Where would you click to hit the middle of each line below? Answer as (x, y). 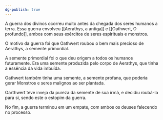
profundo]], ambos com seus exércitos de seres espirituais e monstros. (77, 34)
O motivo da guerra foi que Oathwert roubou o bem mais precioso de (74, 43)
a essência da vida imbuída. (33, 68)
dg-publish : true (23, 10)
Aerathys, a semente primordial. (37, 48)
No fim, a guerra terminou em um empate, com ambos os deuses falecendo (81, 107)
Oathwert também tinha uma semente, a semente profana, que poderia (76, 78)
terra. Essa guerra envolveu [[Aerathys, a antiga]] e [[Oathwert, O (71, 29)
